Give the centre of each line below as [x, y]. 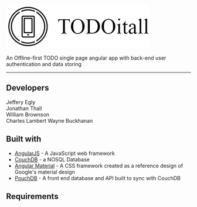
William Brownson [28, 114]
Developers [28, 88]
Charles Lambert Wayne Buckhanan [50, 120]
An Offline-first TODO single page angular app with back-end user [86, 58]
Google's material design [45, 172]
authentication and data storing [44, 64]
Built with [24, 139]
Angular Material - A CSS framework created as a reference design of [99, 165]
